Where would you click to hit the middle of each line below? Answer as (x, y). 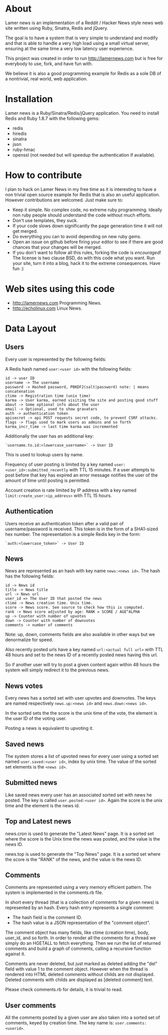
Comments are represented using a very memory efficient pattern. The (78, 887)
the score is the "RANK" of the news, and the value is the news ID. (73, 859)
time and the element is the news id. (43, 805)
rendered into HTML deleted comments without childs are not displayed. (80, 975)
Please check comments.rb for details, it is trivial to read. (64, 990)
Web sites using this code (60, 289)
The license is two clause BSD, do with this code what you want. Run (83, 258)
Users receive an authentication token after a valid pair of (64, 523)
